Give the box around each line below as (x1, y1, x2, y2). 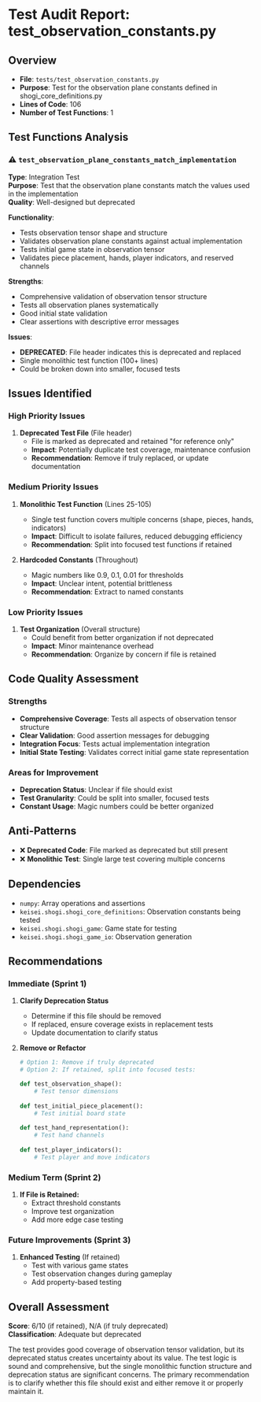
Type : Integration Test (8, 172, 80, 182)
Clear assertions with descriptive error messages (19, 316, 179, 326)
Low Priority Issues (8, 606, 83, 617)
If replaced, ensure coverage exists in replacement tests (31, 1019, 214, 1029)
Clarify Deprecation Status (19, 996, 109, 1005)
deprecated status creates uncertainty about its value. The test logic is (8, 1353, 237, 1363)
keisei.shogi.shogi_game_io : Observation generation (19, 931, 193, 941)
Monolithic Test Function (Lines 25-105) (19, 499, 152, 509)
